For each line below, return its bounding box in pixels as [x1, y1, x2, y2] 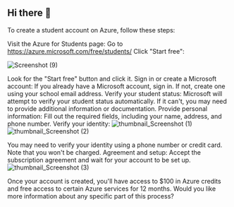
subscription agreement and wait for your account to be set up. [7, 155, 192, 164]
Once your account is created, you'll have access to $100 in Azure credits [7, 177, 221, 185]
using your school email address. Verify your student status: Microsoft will [7, 89, 223, 97]
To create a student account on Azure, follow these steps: [7, 25, 175, 34]
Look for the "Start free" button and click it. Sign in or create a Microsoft [7, 74, 217, 83]
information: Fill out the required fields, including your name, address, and [7, 112, 222, 120]
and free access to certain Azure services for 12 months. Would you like [7, 184, 216, 193]
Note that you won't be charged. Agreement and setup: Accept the [7, 148, 201, 156]
